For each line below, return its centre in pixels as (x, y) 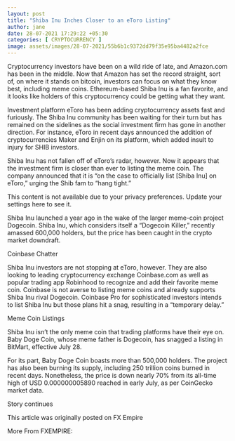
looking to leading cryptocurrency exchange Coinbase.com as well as (108, 275)
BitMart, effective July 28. (45, 347)
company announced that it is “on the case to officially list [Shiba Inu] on (112, 176)
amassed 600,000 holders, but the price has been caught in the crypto (110, 233)
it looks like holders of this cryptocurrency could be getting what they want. (116, 96)
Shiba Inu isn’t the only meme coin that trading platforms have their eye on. (116, 332)
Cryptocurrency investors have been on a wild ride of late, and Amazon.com (117, 66)
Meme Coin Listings (36, 318)
